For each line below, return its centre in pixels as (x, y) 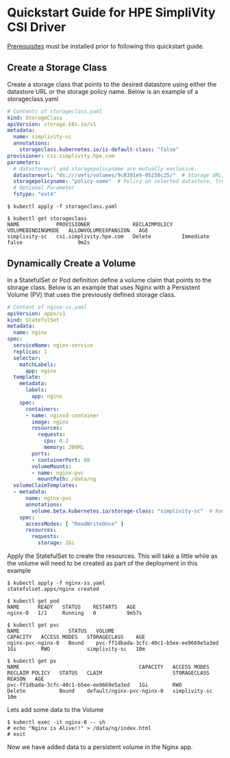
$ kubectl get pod (33, 601)
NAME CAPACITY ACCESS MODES (108, 667)
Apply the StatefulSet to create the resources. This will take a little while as (112, 556)
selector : (27, 358)
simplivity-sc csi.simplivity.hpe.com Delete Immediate (108, 236)
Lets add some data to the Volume (55, 710)
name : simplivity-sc (42, 137)
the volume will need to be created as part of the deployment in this (102, 563)
